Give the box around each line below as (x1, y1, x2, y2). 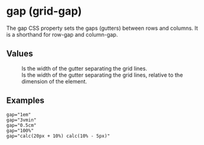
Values (6, 49, 33, 59)
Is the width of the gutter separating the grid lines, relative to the (21, 71, 183, 79)
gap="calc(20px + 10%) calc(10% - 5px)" (6, 133, 111, 139)
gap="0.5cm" (6, 122, 37, 129)
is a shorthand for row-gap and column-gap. (6, 30, 118, 38)
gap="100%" (6, 127, 34, 133)
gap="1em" (6, 111, 32, 118)
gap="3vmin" (6, 117, 37, 123)
